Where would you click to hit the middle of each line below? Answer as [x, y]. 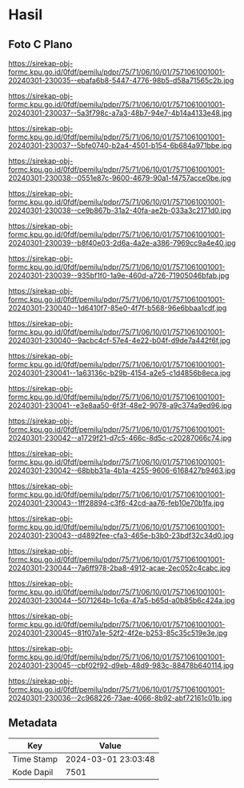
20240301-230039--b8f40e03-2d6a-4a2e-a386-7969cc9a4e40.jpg [122, 243]
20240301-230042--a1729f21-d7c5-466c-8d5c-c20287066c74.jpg [120, 438]
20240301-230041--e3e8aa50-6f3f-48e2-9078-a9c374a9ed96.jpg [120, 405]
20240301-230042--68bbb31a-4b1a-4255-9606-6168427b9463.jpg [122, 470]
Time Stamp [35, 759]
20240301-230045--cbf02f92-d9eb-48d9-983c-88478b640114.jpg [121, 665]
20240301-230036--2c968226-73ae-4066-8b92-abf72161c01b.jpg [120, 698]
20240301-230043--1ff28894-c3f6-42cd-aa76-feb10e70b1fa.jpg [116, 503]
